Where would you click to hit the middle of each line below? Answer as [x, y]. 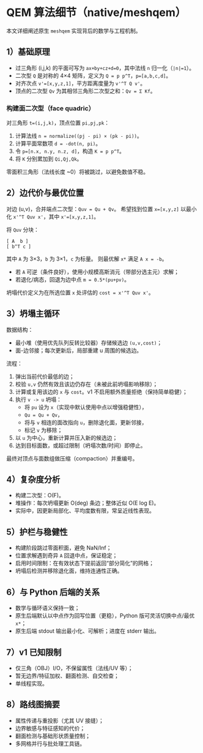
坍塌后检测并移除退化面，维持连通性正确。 [69, 571]
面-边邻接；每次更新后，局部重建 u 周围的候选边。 [79, 350]
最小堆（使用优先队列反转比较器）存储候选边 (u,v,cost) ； [89, 342]
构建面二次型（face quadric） [50, 108]
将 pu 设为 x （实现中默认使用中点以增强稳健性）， [86, 407]
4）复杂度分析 [33, 480]
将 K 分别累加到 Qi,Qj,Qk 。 [49, 159]
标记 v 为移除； [43, 430]
